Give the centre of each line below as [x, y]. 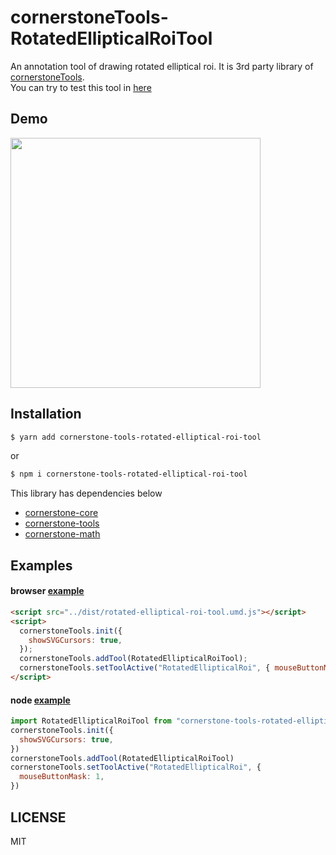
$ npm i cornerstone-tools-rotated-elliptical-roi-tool [129, 474]
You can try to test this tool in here [81, 87]
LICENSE [38, 817]
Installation [46, 414]
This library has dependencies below [86, 493]
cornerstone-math [62, 534]
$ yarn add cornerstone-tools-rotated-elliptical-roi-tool [136, 437]
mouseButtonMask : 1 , [62, 777]
